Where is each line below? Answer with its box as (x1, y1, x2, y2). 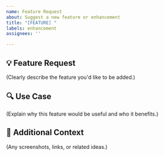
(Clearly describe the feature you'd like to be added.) (6, 74, 136, 81)
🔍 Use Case (6, 91, 52, 101)
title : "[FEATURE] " (6, 20, 57, 26)
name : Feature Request (6, 8, 62, 15)
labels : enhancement (6, 25, 57, 31)
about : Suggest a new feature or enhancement (6, 14, 120, 20)
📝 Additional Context (6, 128, 84, 138)
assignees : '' (6, 31, 41, 37)
